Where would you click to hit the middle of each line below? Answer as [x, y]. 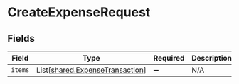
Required [169, 58]
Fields [21, 38]
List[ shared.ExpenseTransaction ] [91, 70]
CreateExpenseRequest [79, 12]
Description [212, 58]
